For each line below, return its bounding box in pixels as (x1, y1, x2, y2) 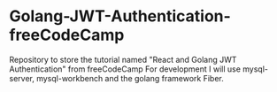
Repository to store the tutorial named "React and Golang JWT (9, 54, 237, 65)
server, (9, 73, 35, 83)
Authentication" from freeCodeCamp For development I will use (9, 64, 242, 74)
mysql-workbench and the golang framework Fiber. (36, 73, 224, 83)
